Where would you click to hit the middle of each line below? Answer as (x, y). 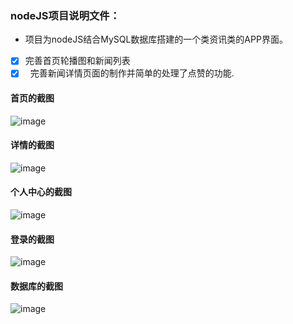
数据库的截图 (36, 286)
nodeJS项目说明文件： (65, 15)
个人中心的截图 (41, 192)
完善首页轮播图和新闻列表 (77, 61)
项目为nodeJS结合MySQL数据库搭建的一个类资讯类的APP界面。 (156, 39)
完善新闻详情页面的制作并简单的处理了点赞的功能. (132, 73)
